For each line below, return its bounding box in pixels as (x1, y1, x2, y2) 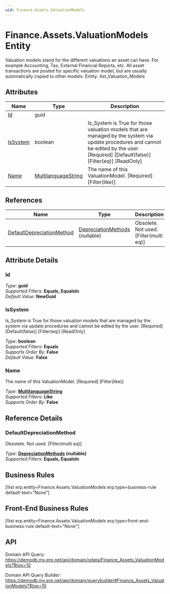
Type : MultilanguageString (5, 388, 63, 394)
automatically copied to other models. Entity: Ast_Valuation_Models (5, 73, 145, 79)
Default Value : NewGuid (5, 293, 56, 300)
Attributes (5, 87, 38, 96)
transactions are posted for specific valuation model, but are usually (5, 68, 147, 74)
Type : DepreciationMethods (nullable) (5, 450, 87, 457)
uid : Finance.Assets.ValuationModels (5, 7, 85, 13)
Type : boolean (5, 338, 36, 344)
